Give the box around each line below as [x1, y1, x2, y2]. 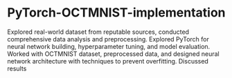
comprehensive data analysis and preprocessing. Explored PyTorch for [7, 35, 209, 43]
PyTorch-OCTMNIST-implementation [7, 5, 226, 21]
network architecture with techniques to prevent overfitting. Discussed [7, 57, 209, 65]
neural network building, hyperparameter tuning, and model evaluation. [7, 42, 211, 50]
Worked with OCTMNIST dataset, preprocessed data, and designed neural [7, 50, 220, 58]
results [7, 64, 27, 72]
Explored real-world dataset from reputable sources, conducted [7, 28, 189, 36]
